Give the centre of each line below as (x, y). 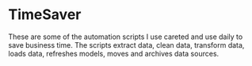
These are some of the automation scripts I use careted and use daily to (126, 37)
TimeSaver (45, 15)
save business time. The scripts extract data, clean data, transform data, (126, 45)
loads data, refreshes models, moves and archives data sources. (114, 53)
